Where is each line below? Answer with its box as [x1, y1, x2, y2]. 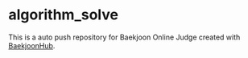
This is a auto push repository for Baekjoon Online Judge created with [8, 32, 241, 42]
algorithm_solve [8, 6, 119, 24]
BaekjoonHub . [8, 40, 56, 50]
